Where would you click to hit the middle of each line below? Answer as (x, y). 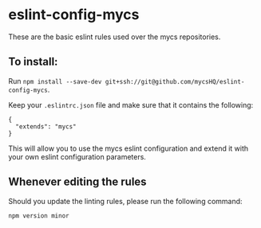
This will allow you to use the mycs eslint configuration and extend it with (129, 148)
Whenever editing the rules (77, 182)
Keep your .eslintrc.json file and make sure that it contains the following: (131, 104)
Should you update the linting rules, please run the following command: (125, 201)
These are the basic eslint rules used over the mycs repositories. (115, 37)
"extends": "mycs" (46, 126)
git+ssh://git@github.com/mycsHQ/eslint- (175, 81)
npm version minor (39, 216)
